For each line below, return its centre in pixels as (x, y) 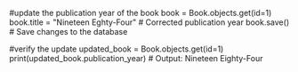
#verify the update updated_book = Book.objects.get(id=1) (117, 49)
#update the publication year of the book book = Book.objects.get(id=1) (141, 13)
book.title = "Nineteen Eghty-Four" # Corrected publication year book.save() (149, 22)
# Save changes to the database (68, 32)
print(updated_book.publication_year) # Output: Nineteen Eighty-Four (136, 58)
